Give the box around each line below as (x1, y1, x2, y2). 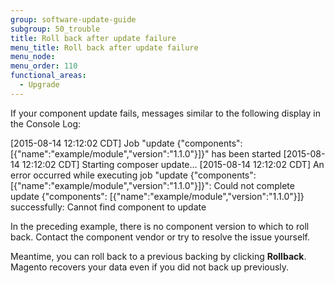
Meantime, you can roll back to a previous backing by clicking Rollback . (10, 250, 307, 262)
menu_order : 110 (10, 61, 78, 71)
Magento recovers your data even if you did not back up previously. (10, 261, 290, 273)
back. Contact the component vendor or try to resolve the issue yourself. (10, 231, 310, 243)
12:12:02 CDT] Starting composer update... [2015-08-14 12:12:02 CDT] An (21, 158, 325, 170)
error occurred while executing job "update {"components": (10, 169, 257, 181)
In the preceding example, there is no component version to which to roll (10, 220, 310, 232)
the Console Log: (10, 117, 82, 130)
